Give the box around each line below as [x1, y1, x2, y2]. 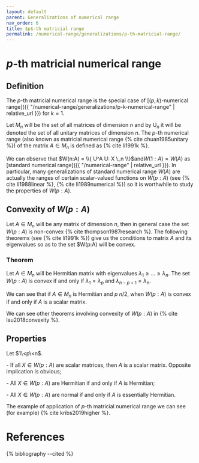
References [6, 431, 65, 444]
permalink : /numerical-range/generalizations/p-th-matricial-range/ [6, 31, 181, 37]
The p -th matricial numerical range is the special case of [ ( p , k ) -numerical [6, 97, 189, 104]
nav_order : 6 [6, 20, 39, 26]
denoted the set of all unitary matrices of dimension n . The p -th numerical [6, 129, 189, 136]
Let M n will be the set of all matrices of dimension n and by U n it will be [6, 121, 182, 130]
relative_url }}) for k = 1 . [6, 109, 65, 117]
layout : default [6, 8, 47, 15]
